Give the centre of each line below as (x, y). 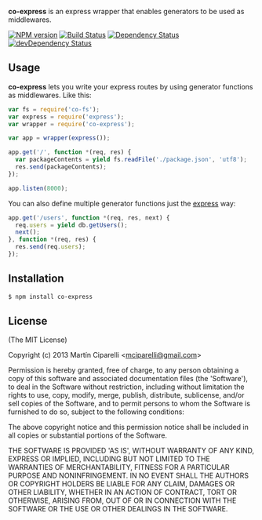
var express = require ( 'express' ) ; (66, 117)
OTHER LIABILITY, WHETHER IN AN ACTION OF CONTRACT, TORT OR (122, 493)
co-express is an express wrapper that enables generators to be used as (126, 11)
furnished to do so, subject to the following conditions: (96, 412)
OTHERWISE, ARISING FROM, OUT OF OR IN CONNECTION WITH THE (122, 500)
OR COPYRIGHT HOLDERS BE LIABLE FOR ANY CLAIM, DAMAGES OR (122, 484)
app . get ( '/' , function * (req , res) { (70, 152)
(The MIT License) (38, 340)
